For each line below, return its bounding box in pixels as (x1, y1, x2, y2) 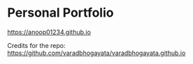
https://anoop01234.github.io (7, 28, 91, 36)
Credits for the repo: (7, 41, 66, 49)
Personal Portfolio (7, 5, 114, 21)
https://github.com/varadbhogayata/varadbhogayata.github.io (7, 49, 186, 57)
